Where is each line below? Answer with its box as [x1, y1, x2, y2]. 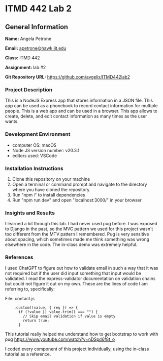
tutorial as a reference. [5, 351, 51, 357]
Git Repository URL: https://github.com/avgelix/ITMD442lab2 [5, 74, 130, 80]
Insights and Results [5, 209, 55, 216]
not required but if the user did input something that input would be [5, 270, 141, 277]
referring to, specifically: [5, 286, 55, 292]
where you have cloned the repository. [12, 186, 91, 193]
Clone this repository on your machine [12, 176, 90, 182]
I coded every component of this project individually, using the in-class [5, 346, 149, 352]
